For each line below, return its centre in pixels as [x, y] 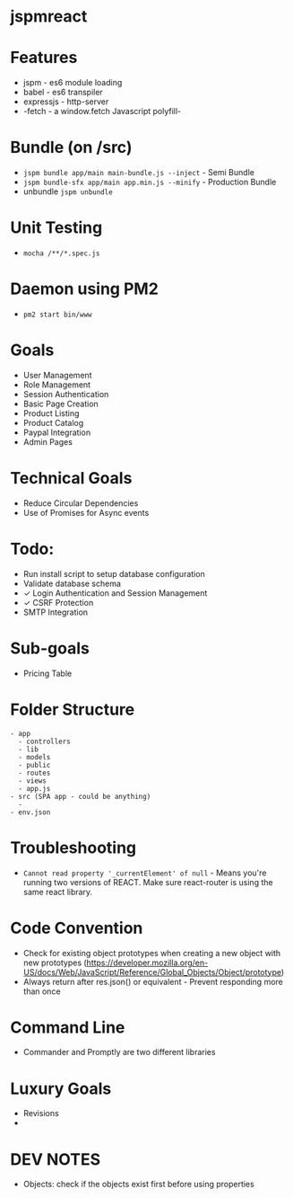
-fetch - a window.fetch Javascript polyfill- [102, 111]
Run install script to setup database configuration [114, 573]
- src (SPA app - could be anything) [81, 796]
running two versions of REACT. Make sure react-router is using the [148, 882]
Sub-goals [50, 648]
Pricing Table [47, 673]
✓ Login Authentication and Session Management [115, 593]
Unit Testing [56, 228]
